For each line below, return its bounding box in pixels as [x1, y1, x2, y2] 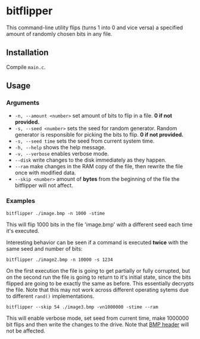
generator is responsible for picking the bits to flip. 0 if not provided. [14, 131, 184, 138]
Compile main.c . [6, 63, 46, 70]
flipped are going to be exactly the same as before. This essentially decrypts [6, 279, 194, 287]
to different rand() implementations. [6, 292, 95, 300]
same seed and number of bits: [6, 245, 83, 252]
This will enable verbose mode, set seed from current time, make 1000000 [6, 315, 189, 322]
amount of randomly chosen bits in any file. [6, 30, 112, 37]
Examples [6, 197, 36, 205]
